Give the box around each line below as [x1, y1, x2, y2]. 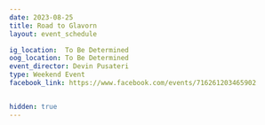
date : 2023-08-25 [9, 12, 74, 22]
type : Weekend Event [9, 70, 86, 80]
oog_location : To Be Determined [9, 54, 129, 63]
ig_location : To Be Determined [9, 45, 129, 54]
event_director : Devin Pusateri [9, 62, 129, 71]
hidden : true [9, 102, 58, 111]
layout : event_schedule [9, 29, 98, 38]
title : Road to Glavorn [9, 21, 98, 30]
